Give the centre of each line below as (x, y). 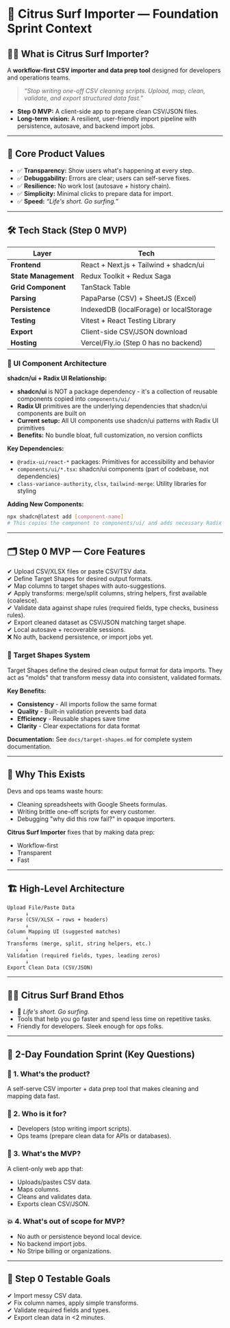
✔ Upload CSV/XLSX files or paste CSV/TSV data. (77, 571)
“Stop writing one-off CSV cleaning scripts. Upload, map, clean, (114, 91)
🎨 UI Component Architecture (57, 363)
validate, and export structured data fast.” (84, 98)
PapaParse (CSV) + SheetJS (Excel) (139, 298)
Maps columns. (39, 1189)
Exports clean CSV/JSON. (53, 1204)
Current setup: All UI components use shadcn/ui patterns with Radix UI (118, 420)
